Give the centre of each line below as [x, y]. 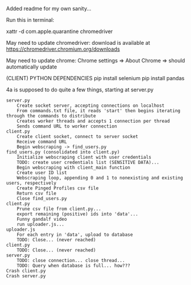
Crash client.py [26, 271]
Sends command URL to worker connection [67, 126]
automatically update [32, 67]
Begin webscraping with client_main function [74, 168]
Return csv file [37, 194]
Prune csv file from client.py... [59, 209]
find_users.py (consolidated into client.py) [63, 152]
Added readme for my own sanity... [49, 9]
